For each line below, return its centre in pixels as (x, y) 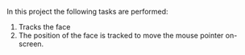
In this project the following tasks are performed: (88, 12)
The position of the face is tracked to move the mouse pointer (121, 35)
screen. (31, 44)
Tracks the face (44, 27)
